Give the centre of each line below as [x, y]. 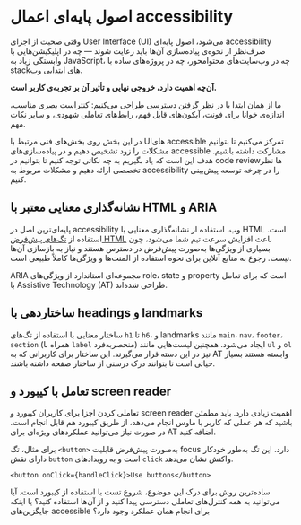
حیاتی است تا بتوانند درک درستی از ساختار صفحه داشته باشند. [113, 363]
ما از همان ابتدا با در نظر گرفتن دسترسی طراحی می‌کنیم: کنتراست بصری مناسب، [146, 104]
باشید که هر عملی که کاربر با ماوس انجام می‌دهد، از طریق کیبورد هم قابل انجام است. [151, 423]
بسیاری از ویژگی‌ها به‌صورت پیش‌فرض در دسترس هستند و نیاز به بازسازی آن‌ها [141, 248]
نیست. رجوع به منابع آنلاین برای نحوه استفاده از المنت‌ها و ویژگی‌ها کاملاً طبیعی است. [151, 258]
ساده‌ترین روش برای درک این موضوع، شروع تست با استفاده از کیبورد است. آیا [140, 492]
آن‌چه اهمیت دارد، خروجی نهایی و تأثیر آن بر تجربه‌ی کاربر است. [114, 87]
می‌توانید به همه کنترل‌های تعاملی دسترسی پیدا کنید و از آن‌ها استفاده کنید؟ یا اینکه [145, 502]
